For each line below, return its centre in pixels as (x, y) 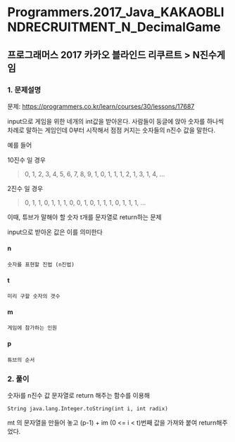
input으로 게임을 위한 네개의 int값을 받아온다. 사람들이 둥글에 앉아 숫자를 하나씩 (116, 121)
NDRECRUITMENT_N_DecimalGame (114, 27)
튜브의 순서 (21, 360)
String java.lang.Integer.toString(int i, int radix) (88, 408)
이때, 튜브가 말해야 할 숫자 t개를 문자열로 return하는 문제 (84, 217)
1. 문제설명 (24, 90)
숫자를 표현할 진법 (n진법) (41, 265)
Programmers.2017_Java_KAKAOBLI (116, 12)
